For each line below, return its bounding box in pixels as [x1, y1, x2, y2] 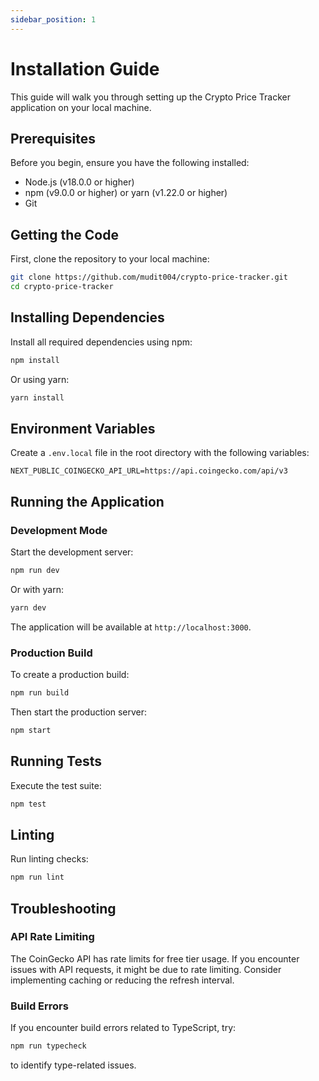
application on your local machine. [10, 101, 152, 113]
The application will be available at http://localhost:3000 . [10, 621, 252, 633]
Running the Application [10, 493, 165, 510]
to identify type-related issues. [10, 1059, 137, 1071]
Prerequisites [10, 130, 96, 147]
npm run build [10, 688, 70, 698]
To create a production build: [10, 669, 130, 681]
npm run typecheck [10, 1041, 87, 1051]
